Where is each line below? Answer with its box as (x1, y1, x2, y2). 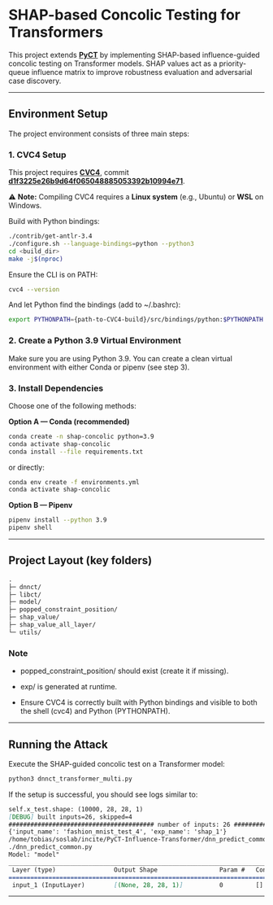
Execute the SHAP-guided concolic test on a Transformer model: (8, 759, 225, 768)
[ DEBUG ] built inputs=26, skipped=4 (8, 812, 132, 821)
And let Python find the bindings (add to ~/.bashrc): (8, 299, 181, 310)
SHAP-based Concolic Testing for (8, 6, 241, 24)
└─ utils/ (8, 628, 42, 636)
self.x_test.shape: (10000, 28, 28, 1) (8, 805, 144, 813)
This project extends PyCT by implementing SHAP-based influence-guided (8, 50, 260, 59)
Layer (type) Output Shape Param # (11, 865, 245, 874)
